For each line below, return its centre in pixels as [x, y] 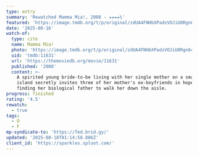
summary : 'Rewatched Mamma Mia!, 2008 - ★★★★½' [66, 17]
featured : [18, 22]
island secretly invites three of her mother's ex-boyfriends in [99, 83]
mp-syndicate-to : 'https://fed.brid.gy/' [58, 132]
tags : [13, 116]
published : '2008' [34, 66]
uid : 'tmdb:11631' [34, 55]
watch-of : [18, 34]
